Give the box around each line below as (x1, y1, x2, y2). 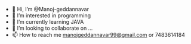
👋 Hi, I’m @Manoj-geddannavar (11, 6, 90, 12)
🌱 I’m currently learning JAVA (11, 18, 84, 25)
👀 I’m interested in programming (11, 12, 91, 19)
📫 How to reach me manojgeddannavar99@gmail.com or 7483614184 (11, 32, 186, 38)
